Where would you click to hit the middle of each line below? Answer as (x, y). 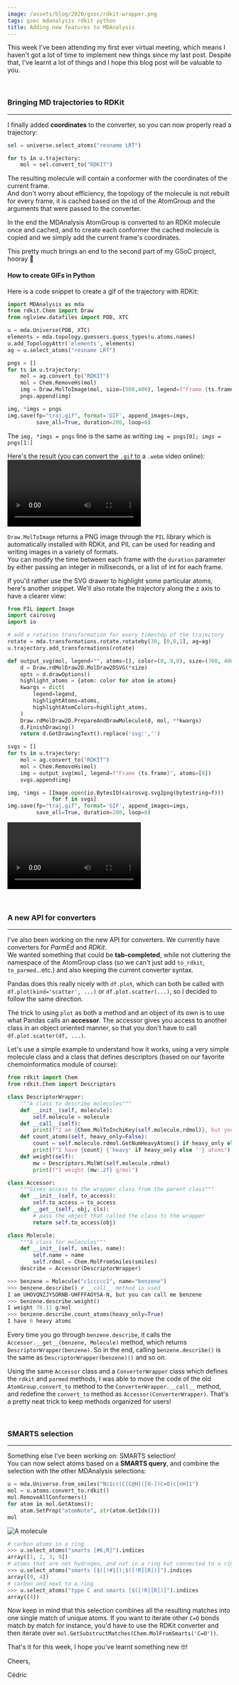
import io (22, 622)
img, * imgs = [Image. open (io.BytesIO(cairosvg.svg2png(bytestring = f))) (116, 793)
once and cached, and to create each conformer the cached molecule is (113, 230)
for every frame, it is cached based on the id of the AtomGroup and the (111, 201)
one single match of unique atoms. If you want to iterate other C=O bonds (113, 1618)
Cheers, (19, 1661)
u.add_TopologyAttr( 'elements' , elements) (71, 343)
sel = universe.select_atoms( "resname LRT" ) (74, 145)
